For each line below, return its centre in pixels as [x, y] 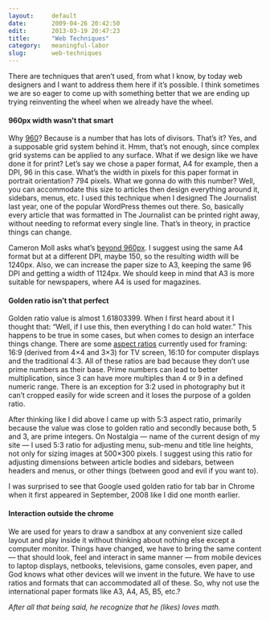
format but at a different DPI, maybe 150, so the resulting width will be [124, 256]
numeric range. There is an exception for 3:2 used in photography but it [127, 386]
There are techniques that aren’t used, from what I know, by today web [125, 76]
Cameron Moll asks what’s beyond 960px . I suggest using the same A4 [126, 248]
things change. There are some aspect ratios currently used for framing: [128, 344]
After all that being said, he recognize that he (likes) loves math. [115, 607]
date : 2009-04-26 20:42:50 [64, 23]
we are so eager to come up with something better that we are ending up [129, 93]
